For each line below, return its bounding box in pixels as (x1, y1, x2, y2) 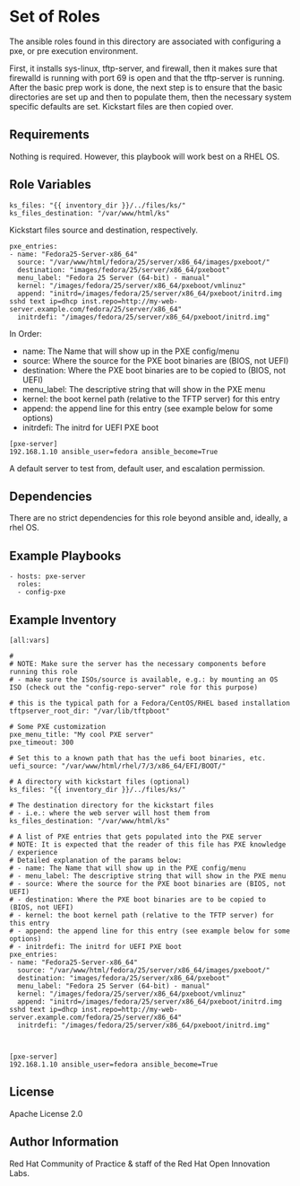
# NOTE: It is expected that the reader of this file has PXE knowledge (9, 840, 287, 849)
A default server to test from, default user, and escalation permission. (9, 462, 266, 473)
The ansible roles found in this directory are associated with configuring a (9, 36, 281, 47)
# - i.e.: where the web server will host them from (9, 809, 210, 818)
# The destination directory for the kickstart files (9, 801, 215, 810)
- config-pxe (17, 588, 66, 597)
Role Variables (9, 177, 91, 192)
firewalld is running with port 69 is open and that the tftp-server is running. (9, 72, 285, 83)
